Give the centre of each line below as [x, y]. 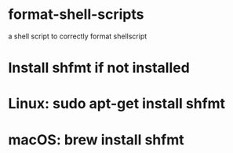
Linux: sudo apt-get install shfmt [117, 104]
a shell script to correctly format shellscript [78, 36]
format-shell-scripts [76, 15]
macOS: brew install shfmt [96, 140]
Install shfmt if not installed [99, 68]
